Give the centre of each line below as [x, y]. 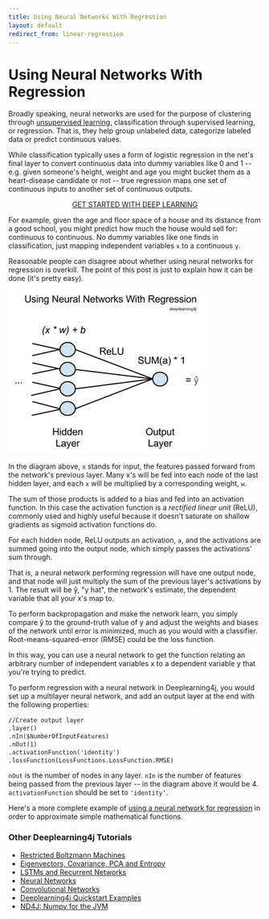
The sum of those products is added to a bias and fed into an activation [126, 499]
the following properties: [49, 705]
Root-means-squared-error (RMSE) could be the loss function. [112, 640]
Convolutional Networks [60, 889]
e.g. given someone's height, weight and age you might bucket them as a [130, 172]
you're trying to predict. [47, 672]
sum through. [31, 557]
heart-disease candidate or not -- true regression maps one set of [118, 181]
